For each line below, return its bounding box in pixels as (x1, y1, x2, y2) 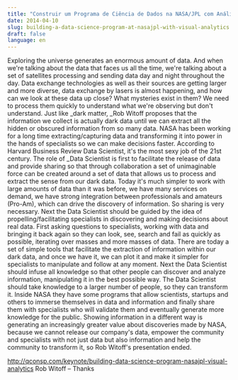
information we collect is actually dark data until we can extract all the (7, 116, 211, 125)
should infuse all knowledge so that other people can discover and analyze (7, 268, 226, 276)
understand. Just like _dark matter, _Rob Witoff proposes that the (7, 109, 197, 118)
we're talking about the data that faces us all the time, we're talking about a (7, 64, 227, 72)
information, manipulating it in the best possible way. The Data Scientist (7, 275, 216, 284)
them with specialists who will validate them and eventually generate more (7, 305, 225, 314)
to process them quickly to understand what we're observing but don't (7, 102, 214, 110)
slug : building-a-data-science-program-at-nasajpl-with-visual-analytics (7, 23, 230, 31)
